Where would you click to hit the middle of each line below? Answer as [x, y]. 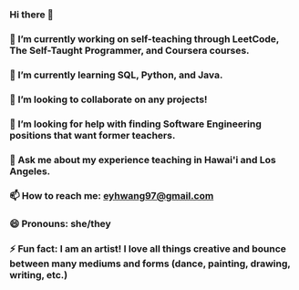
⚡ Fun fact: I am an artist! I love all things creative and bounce [148, 249]
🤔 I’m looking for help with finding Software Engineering [135, 124]
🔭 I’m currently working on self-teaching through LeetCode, [144, 38]
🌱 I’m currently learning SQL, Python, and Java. [116, 75]
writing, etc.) [39, 275]
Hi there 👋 [32, 15]
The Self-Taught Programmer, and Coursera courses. [129, 50]
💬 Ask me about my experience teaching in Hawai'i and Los [143, 160]
